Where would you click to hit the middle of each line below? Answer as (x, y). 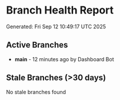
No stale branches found (36, 92)
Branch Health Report (60, 10)
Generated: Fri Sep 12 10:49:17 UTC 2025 (56, 26)
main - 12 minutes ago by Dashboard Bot (64, 59)
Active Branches (37, 45)
